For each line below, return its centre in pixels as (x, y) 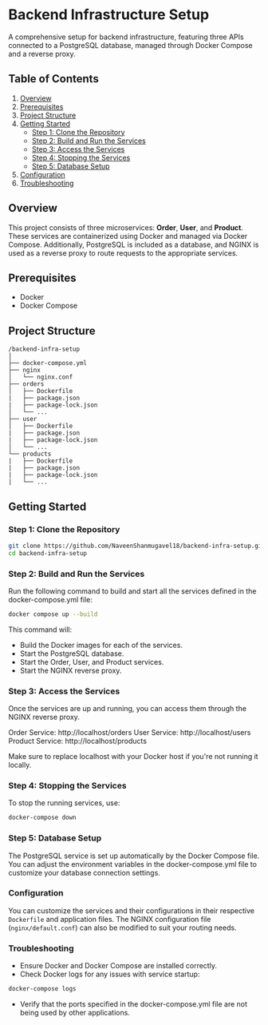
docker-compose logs (43, 989)
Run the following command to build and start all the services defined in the (132, 591)
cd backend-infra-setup (48, 553)
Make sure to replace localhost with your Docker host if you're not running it (133, 757)
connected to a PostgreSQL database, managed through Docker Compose (130, 45)
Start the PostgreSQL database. (72, 654)
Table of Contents (54, 79)
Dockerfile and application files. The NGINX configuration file (110, 919)
